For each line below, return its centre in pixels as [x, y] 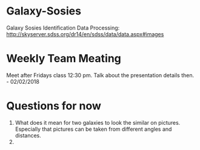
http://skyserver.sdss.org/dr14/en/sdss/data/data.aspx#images [85, 34]
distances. [28, 135]
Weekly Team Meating [64, 59]
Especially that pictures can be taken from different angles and [93, 129]
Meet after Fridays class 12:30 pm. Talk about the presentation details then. [100, 75]
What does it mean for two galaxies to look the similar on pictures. [98, 122]
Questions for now [54, 106]
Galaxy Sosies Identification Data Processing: [63, 28]
